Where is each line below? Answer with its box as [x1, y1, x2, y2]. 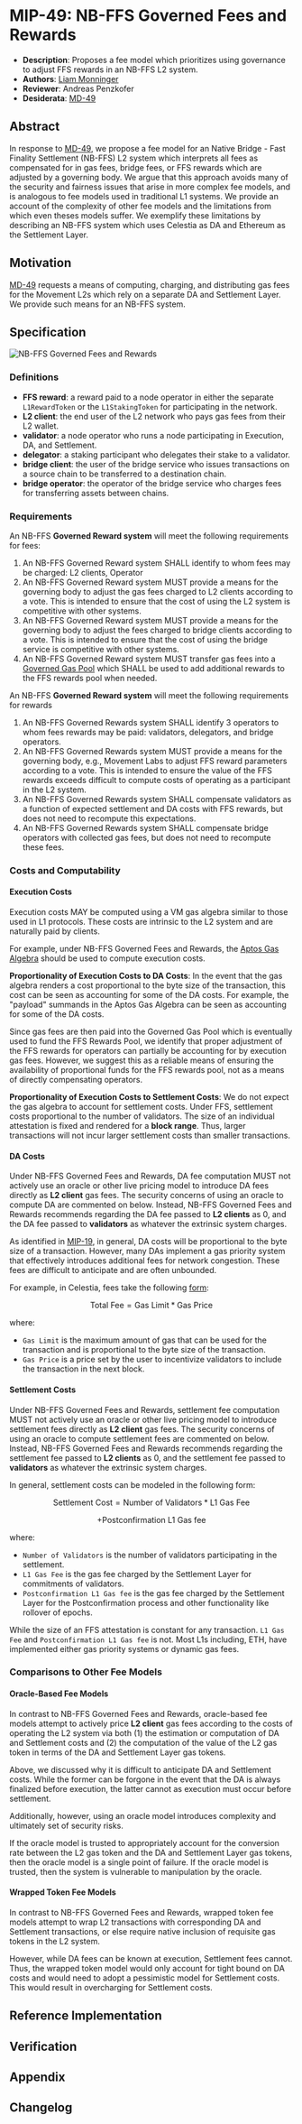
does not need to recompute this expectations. [22, 813, 197, 824]
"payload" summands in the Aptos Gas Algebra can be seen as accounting [9, 999, 287, 1011]
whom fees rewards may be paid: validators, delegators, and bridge [22, 726, 274, 737]
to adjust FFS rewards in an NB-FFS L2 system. [22, 64, 198, 75]
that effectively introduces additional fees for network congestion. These [9, 1255, 280, 1266]
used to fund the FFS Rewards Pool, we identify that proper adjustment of [9, 1036, 283, 1047]
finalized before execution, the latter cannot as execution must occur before [9, 1783, 291, 1794]
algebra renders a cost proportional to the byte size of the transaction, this [9, 980, 286, 991]
